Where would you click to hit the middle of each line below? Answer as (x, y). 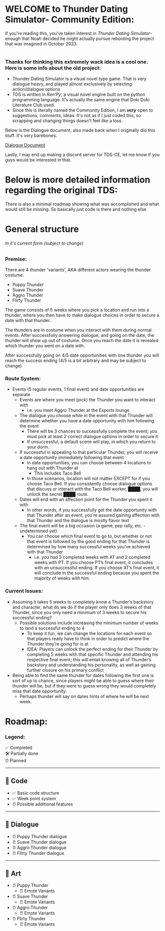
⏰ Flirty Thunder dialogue (38, 853)
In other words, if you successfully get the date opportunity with (92, 510)
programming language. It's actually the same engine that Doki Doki (81, 100)
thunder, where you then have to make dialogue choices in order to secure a (82, 315)
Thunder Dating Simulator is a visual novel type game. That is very (79, 79)
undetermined (34, 531)
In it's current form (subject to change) (44, 243)
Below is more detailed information (78, 180)
